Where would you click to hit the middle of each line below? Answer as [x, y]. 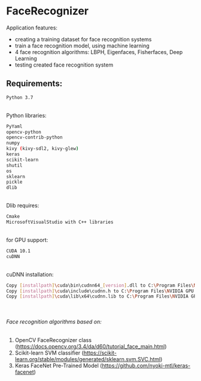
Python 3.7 [20, 97]
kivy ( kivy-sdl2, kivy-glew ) [42, 149]
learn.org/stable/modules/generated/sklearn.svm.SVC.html [88, 359]
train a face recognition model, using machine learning [82, 46]
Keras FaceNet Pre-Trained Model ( [58, 366]
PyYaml [14, 126]
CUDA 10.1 [19, 251]
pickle [14, 182]
